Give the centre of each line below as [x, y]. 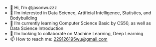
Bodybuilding [23, 18]
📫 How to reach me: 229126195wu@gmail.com [59, 39]
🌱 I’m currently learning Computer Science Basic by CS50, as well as [80, 23]
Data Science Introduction [37, 28]
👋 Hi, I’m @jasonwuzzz [33, 8]
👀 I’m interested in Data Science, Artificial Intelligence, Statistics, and [80, 13]
